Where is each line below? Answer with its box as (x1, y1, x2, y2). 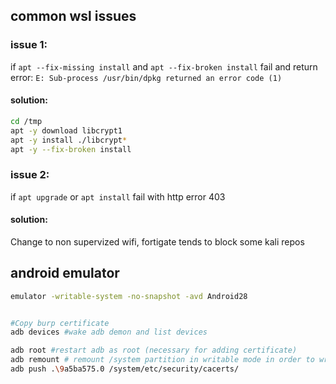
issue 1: (10, 38, 48, 52)
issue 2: (10, 168, 50, 182)
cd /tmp (10, 116, 43, 126)
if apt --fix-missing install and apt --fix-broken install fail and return (10, 60, 318, 73)
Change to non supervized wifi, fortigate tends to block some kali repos (10, 235, 305, 248)
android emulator (10, 265, 120, 282)
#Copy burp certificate (10, 318, 110, 328)
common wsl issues (10, 8, 137, 25)
